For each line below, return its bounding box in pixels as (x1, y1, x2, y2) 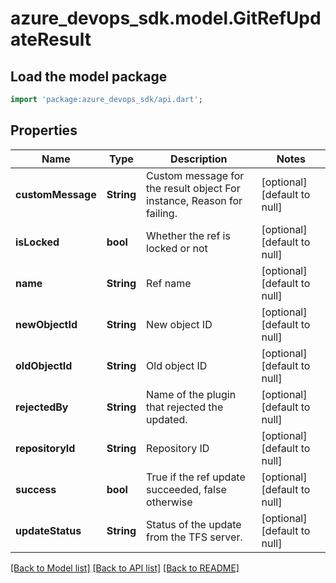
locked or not (146, 241, 208, 255)
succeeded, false (146, 482, 227, 496)
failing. (146, 206, 178, 220)
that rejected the (146, 400, 224, 414)
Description (170, 152, 228, 166)
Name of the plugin (146, 387, 237, 401)
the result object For (146, 181, 241, 195)
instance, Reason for (146, 193, 243, 207)
